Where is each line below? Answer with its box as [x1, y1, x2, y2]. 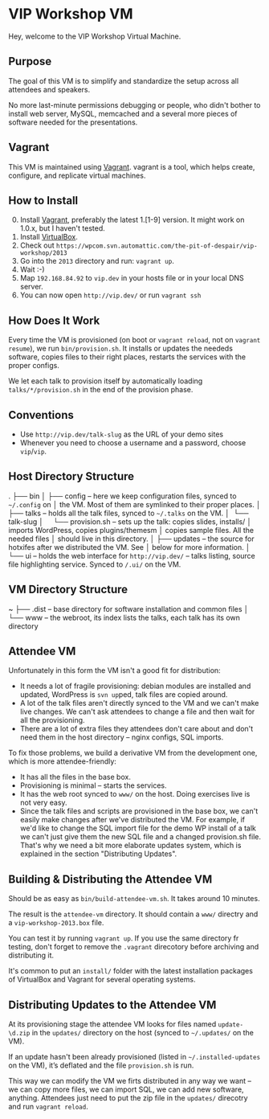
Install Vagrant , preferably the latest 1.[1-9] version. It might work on [19, 215, 245, 225]
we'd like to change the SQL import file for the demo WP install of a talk [19, 823, 257, 833]
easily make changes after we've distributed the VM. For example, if [19, 815, 246, 825]
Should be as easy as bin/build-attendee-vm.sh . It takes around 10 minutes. [8, 894, 260, 904]
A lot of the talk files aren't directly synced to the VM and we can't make [19, 699, 259, 708]
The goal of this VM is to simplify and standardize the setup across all [8, 76, 239, 85]
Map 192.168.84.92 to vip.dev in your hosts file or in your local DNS [19, 273, 245, 283]
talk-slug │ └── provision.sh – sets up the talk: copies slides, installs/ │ [8, 516, 252, 527]
